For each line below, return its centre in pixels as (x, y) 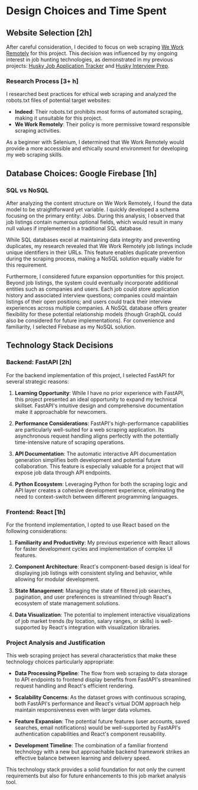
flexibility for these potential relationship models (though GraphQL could (94, 314)
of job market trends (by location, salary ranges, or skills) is (87, 621)
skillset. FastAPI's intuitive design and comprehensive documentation (99, 405)
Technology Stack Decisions (60, 346)
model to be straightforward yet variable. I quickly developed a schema (92, 209)
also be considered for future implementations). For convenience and (90, 320)
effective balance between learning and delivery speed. (82, 758)
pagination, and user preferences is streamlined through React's (93, 597)
